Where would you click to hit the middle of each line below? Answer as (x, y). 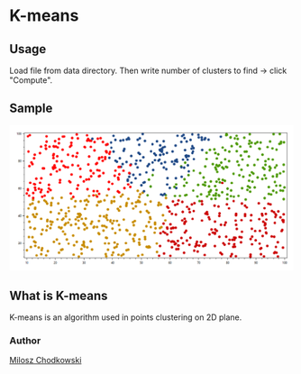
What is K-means (59, 295)
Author (25, 341)
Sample (31, 109)
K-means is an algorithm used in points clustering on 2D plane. (126, 317)
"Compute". (31, 80)
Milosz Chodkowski (46, 360)
